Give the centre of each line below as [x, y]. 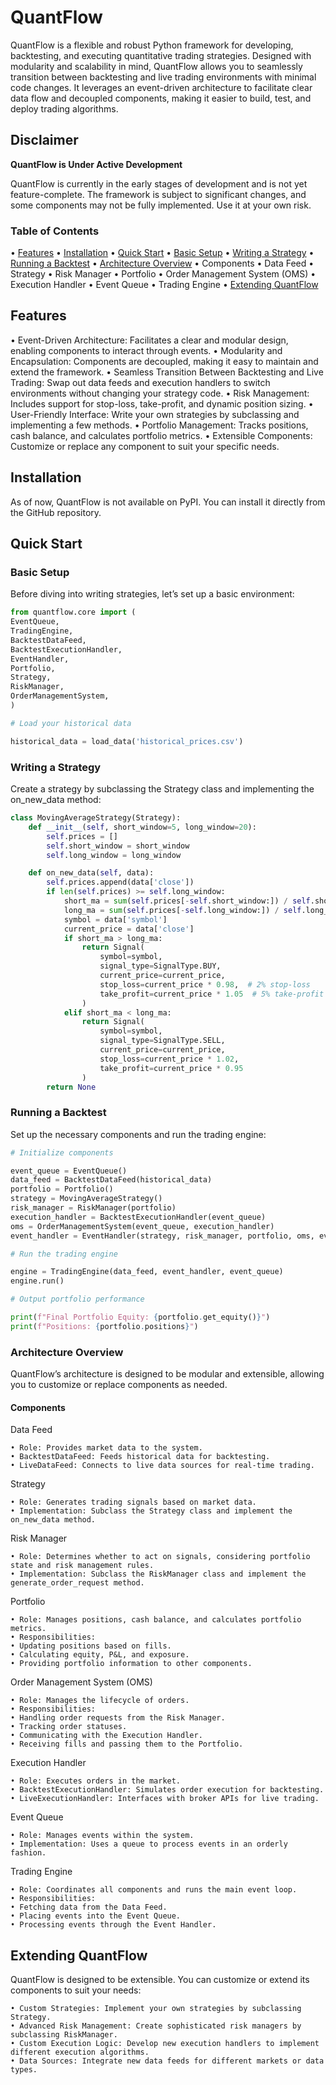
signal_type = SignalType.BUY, [160, 966]
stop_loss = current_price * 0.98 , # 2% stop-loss [205, 984]
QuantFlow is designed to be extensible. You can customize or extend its [160, 1980]
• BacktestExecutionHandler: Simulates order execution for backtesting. [167, 1790]
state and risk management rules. [82, 1566]
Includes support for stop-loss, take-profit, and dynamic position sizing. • [162, 403]
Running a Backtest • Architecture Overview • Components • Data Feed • [162, 263]
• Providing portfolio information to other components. [131, 1664]
